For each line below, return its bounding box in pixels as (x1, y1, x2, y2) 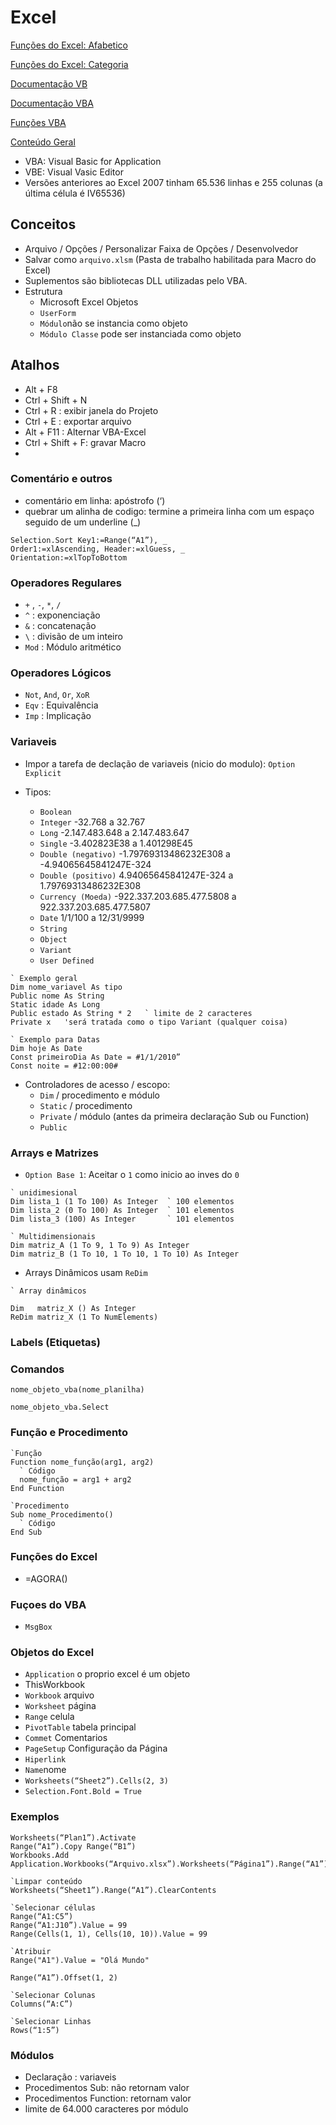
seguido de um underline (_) (24, 516, 142, 528)
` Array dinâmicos (10, 1286, 87, 1296)
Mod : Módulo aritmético (24, 641, 122, 653)
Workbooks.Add (10, 1850, 70, 1860)
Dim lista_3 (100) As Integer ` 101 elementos (10, 1214, 235, 1225)
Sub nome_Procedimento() (10, 1509, 114, 1520)
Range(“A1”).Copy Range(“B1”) (10, 1841, 137, 1851)
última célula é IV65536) (24, 187, 126, 199)
